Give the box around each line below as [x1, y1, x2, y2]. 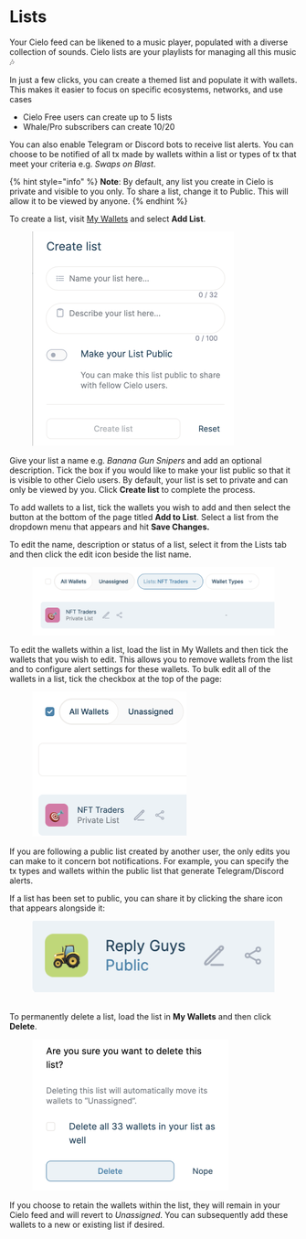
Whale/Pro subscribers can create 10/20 [22, 121, 175, 132]
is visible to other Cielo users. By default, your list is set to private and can [9, 474, 289, 486]
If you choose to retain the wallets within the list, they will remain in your [9, 1200, 280, 1211]
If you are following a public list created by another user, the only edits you [9, 846, 290, 857]
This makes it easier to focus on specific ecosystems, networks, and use [9, 84, 283, 95]
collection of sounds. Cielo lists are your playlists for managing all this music [9, 46, 297, 57]
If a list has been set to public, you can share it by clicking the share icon [9, 892, 283, 903]
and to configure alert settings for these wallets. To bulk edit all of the [9, 663, 271, 674]
